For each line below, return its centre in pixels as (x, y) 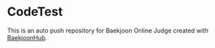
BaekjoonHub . (27, 37)
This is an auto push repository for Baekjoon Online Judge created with (108, 30)
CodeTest (35, 12)
